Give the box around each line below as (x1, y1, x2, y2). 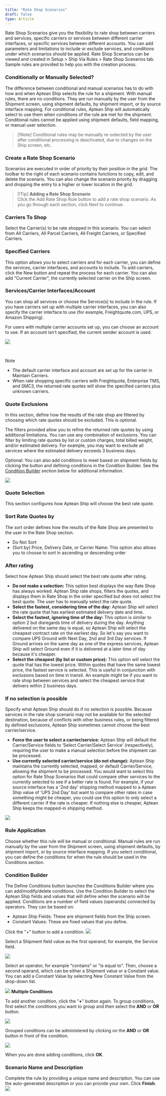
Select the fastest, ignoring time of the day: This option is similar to (12, 615, 152, 620)
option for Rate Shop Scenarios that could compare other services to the (12, 774, 161, 780)
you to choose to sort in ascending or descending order (12, 550, 126, 556)
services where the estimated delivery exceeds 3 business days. (5, 448, 137, 454)
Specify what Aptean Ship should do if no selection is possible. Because (5, 706, 152, 713)
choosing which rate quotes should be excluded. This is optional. (5, 417, 137, 423)
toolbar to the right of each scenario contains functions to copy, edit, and (5, 171, 154, 177)
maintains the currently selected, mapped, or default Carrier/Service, (12, 763, 153, 769)
